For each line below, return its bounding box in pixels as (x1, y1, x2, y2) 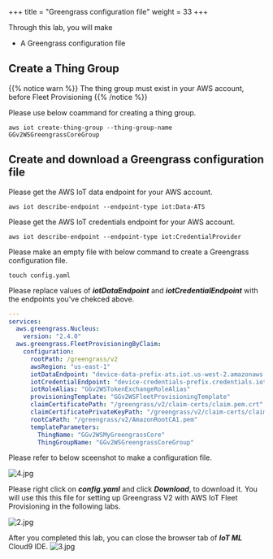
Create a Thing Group (8, 62, 119, 76)
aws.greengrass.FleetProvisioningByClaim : (15, 340, 162, 349)
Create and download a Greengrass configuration (8, 153, 264, 167)
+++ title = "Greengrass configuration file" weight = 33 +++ (8, 7, 209, 16)
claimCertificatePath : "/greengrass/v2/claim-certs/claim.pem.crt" (29, 401, 264, 409)
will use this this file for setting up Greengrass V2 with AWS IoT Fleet (8, 493, 238, 503)
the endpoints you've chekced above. (8, 294, 135, 304)
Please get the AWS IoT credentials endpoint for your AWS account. (8, 217, 236, 227)
